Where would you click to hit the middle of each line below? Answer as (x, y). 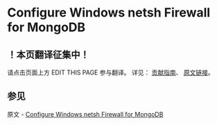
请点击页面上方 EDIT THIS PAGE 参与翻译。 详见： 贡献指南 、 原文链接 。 (111, 73)
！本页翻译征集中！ (48, 54)
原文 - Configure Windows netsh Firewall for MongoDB (85, 114)
